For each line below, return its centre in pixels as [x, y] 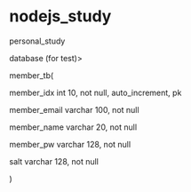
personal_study [37, 41]
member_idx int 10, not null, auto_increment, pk [95, 92]
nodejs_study [60, 16]
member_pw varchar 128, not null [70, 144]
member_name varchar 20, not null [73, 127]
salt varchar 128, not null [54, 161]
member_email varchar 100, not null [74, 109]
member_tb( [32, 75]
